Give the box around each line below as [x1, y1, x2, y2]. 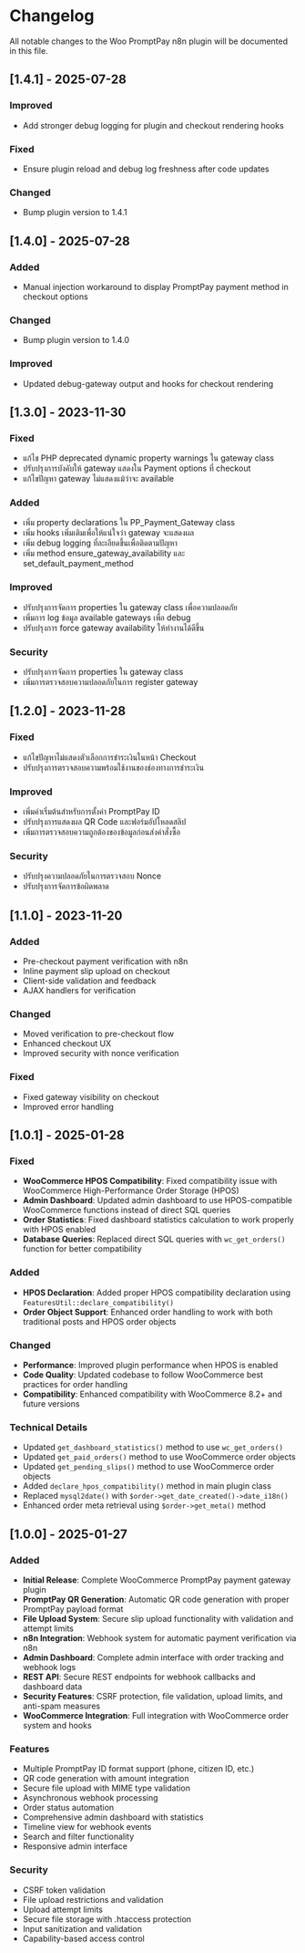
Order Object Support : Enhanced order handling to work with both [22, 1306, 273, 1317]
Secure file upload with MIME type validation [22, 1782, 191, 1793]
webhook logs [22, 1661, 76, 1672]
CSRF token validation [22, 1885, 107, 1896]
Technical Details [9, 1420, 88, 1433]
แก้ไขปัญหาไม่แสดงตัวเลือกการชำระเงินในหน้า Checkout [22, 752, 197, 763]
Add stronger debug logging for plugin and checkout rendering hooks [22, 119, 284, 130]
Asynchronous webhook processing [22, 1792, 158, 1803]
